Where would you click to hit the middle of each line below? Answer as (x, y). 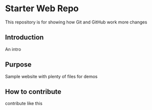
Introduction (25, 37)
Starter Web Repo (42, 9)
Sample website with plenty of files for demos (51, 76)
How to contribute (33, 92)
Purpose (18, 65)
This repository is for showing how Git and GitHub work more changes (76, 22)
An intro (13, 49)
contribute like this (24, 104)
